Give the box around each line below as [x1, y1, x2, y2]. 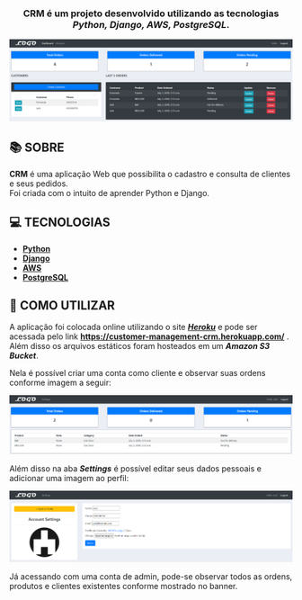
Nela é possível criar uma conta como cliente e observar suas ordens [9, 368, 266, 379]
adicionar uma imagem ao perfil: [9, 473, 129, 484]
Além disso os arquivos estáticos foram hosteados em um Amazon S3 [9, 341, 271, 352]
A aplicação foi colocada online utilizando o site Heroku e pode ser [9, 322, 258, 333]
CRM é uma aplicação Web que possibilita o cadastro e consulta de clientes [9, 168, 291, 179]
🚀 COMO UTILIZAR [9, 298, 115, 313]
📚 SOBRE [9, 140, 65, 156]
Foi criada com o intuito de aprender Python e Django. [9, 187, 209, 198]
